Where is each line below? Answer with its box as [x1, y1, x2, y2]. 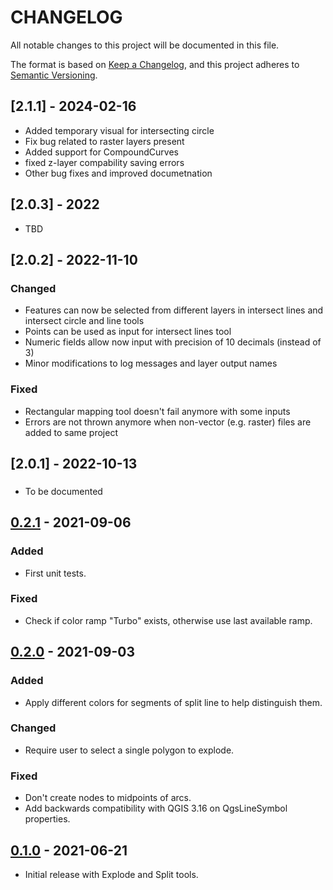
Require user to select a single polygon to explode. [24, 744, 235, 756]
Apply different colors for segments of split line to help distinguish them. [24, 696, 323, 708]
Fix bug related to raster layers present [24, 135, 185, 147]
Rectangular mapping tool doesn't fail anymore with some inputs [24, 405, 291, 417]
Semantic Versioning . [10, 69, 98, 81]
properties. [24, 813, 71, 825]
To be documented [24, 485, 103, 497]
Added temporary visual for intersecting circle [24, 124, 215, 136]
